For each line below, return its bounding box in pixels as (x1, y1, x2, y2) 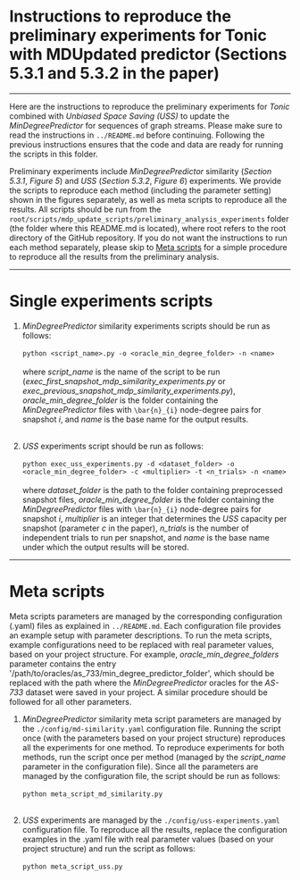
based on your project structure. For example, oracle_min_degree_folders (9, 649, 279, 659)
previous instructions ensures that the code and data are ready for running (9, 138, 284, 149)
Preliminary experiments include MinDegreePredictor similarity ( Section (9, 165, 272, 176)
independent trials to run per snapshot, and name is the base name (21, 532, 270, 542)
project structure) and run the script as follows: (21, 842, 196, 854)
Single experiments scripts (9, 291, 213, 312)
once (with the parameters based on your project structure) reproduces (21, 733, 286, 743)
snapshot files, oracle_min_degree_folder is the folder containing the (21, 494, 275, 505)
